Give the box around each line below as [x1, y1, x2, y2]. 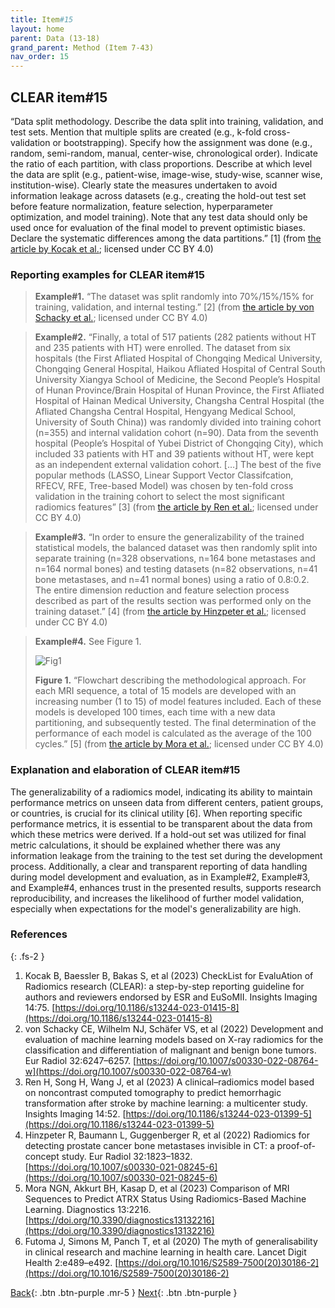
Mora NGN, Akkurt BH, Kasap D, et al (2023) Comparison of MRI [24, 1182, 290, 1194]
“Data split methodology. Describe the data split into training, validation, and [10, 115, 324, 127]
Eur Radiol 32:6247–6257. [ [24, 1054, 137, 1066]
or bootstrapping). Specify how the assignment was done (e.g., [52, 136, 313, 148]
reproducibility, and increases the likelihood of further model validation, [10, 892, 305, 904]
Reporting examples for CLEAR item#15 [10, 267, 205, 281]
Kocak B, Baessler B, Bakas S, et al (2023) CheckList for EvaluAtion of [24, 969, 314, 981]
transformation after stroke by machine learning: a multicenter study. [24, 1097, 308, 1109]
